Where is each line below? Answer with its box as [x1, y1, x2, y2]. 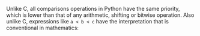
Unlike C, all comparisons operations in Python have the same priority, [6, 5, 180, 12]
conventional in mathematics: [6, 24, 79, 31]
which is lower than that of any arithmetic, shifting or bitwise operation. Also [6, 11, 195, 19]
